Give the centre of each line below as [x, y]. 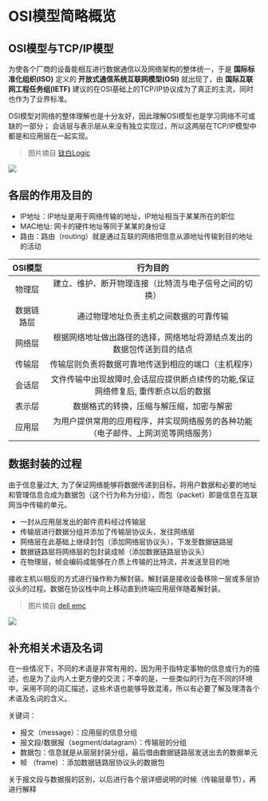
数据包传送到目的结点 [153, 349]
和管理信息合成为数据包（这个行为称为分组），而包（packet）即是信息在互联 [133, 494]
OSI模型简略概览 [62, 16]
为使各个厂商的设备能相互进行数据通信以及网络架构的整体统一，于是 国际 [128, 69]
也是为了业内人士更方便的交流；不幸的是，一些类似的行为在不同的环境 [137, 679]
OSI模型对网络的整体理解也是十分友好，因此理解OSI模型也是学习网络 [121, 116]
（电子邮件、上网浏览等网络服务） [153, 433]
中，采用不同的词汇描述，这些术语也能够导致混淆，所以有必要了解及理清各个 [134, 688]
